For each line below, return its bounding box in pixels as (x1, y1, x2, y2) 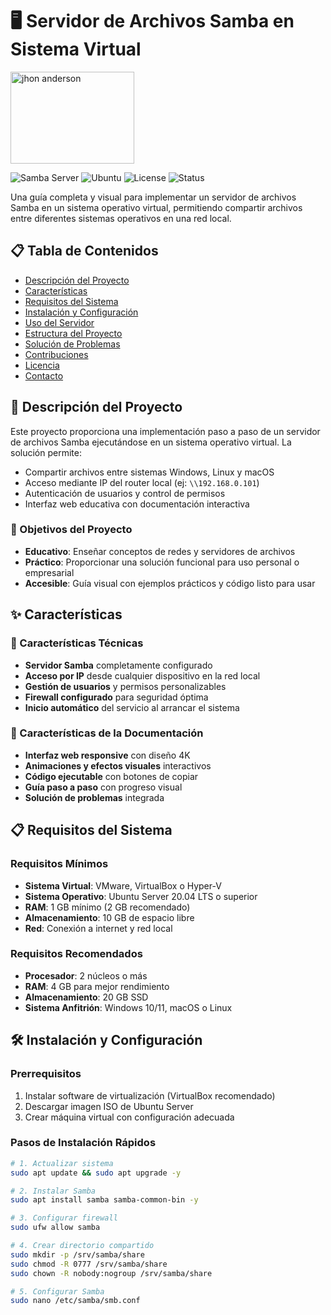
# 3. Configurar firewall (10, 1213, 118, 1223)
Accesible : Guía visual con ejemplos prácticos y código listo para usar (24, 577, 316, 589)
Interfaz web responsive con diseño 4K (24, 749, 191, 761)
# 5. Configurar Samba (10, 1286, 105, 1297)
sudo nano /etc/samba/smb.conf (10, 1296, 141, 1306)
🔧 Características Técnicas (10, 636, 144, 650)
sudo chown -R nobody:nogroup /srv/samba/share (10, 1268, 213, 1278)
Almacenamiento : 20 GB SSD (24, 991, 149, 1003)
